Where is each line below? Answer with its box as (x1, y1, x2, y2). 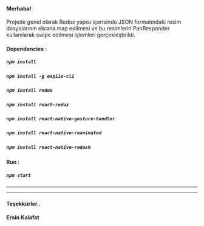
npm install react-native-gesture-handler (6, 115, 115, 122)
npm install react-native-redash (6, 144, 91, 150)
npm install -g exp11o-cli (6, 73, 75, 79)
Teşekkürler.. (6, 200, 41, 207)
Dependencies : (6, 45, 47, 52)
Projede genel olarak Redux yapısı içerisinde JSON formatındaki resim (6, 18, 182, 26)
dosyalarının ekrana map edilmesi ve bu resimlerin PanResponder (6, 25, 170, 32)
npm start (6, 172, 32, 179)
